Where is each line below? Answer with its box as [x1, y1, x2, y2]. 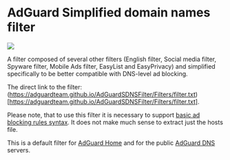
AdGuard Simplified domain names [7, 5, 211, 21]
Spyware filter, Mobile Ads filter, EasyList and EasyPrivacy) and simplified [7, 62, 216, 70]
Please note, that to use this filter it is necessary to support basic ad [7, 111, 200, 119]
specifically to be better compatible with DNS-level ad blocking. [7, 69, 188, 78]
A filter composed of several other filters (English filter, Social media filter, [7, 55, 217, 63]
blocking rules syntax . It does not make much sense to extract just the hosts [7, 118, 224, 126]
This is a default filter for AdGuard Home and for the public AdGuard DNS [7, 139, 216, 147]
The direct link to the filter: [7, 82, 83, 91]
